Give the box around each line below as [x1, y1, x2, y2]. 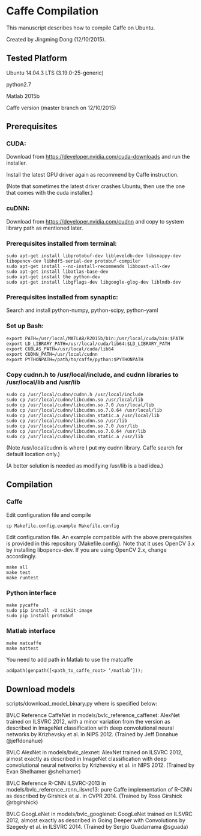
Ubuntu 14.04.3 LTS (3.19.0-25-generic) [6, 69, 104, 76]
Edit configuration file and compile [6, 511, 91, 518]
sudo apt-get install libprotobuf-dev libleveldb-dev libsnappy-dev [6, 253, 181, 259]
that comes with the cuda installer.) [6, 189, 93, 197]
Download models [6, 684, 76, 694]
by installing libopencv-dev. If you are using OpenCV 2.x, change [6, 546, 167, 554]
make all [6, 564, 28, 570]
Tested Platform [6, 53, 68, 64]
